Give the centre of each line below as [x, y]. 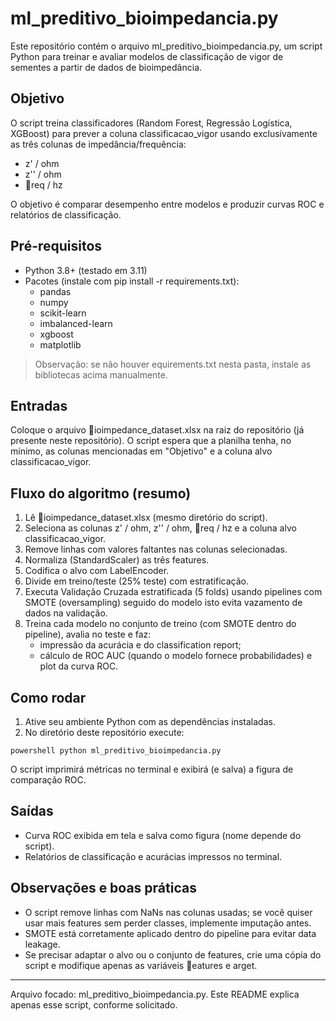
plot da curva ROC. [79, 666]
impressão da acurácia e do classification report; [140, 645]
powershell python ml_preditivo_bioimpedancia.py [116, 751]
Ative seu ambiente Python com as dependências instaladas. [150, 721]
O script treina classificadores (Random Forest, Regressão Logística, [151, 123]
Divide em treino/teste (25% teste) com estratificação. [136, 581]
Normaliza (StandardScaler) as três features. [117, 560]
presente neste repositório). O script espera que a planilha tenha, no [151, 441]
